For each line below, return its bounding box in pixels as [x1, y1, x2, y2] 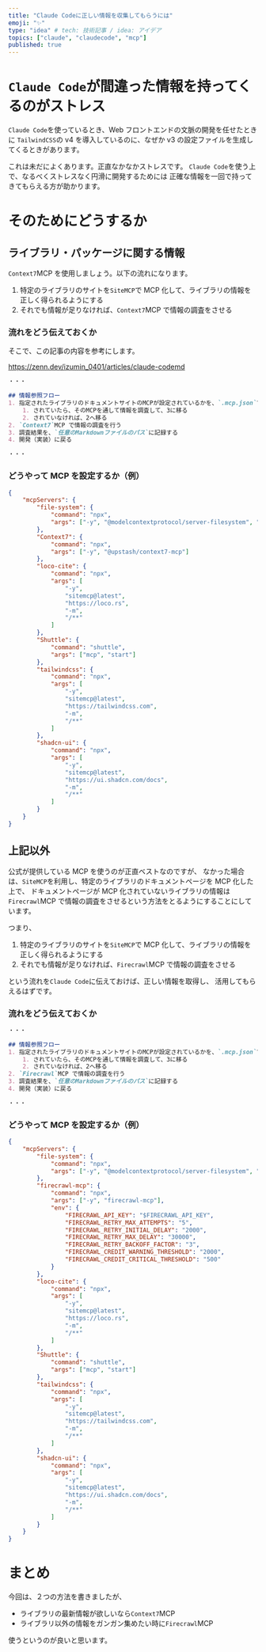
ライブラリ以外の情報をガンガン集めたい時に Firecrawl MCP [19, 1619, 214, 1628]
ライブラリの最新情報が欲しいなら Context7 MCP [19, 1608, 176, 1619]
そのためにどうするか [8, 212, 148, 230]
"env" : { [50, 1204, 80, 1212]
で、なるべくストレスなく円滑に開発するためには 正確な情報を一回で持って [8, 172, 253, 181]
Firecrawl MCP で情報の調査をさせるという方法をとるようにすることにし [8, 896, 245, 906]
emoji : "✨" [8, 19, 46, 27]
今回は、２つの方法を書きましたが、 [8, 1592, 127, 1601]
